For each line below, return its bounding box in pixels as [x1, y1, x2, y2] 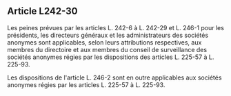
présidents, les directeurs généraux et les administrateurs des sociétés [7, 31, 209, 39]
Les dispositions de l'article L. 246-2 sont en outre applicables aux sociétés [7, 73, 222, 82]
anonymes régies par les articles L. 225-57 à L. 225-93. [7, 80, 165, 88]
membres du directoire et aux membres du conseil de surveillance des [7, 45, 208, 53]
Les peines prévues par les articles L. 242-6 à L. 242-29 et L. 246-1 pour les [7, 23, 224, 32]
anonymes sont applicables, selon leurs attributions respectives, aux [7, 38, 202, 47]
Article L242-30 [7, 5, 78, 17]
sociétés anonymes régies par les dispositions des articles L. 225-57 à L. [7, 53, 214, 61]
